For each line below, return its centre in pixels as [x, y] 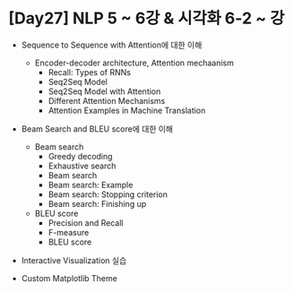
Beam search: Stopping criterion [108, 194]
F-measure [69, 232]
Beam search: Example [91, 185]
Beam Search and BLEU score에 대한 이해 [97, 129]
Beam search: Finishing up [97, 203]
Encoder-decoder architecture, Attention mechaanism [134, 63]
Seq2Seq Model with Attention [104, 91]
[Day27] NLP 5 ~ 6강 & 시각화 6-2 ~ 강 [147, 18]
